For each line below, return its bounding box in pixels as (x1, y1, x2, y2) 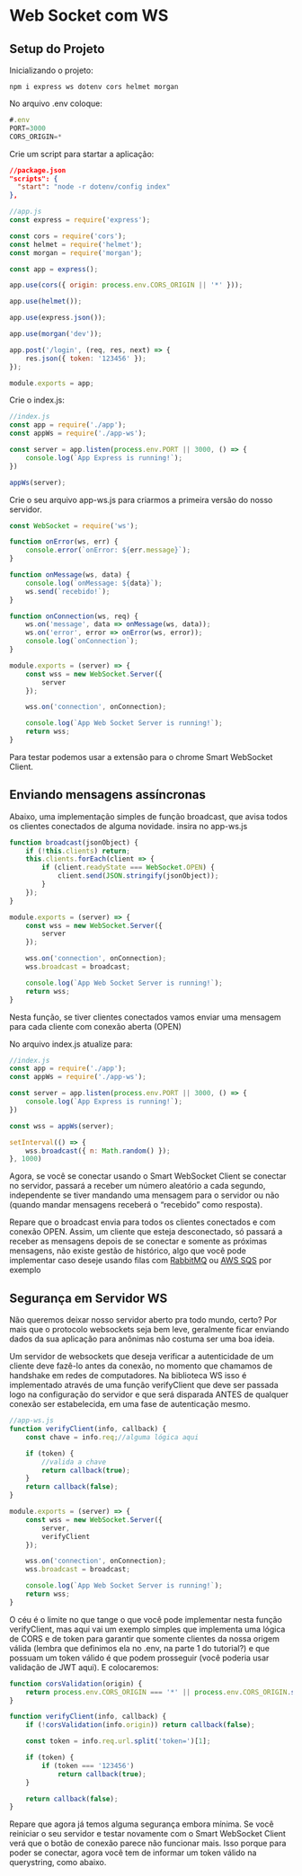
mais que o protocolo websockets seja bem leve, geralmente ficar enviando (9, 1324, 289, 1335)
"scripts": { (9, 174, 58, 183)
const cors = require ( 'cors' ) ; (9, 231, 127, 241)
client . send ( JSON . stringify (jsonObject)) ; (57, 872, 219, 880)
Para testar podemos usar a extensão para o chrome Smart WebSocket (9, 751, 273, 762)
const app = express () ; (9, 264, 99, 274)
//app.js (9, 208, 42, 217)
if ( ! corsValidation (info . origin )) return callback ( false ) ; (25, 1721, 255, 1730)
